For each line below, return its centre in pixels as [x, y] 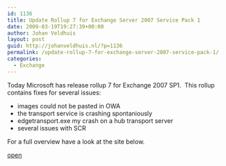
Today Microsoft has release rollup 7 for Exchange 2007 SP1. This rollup [111, 85]
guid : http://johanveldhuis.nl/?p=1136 [65, 46]
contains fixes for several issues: [54, 92]
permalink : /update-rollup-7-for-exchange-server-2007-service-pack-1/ [113, 53]
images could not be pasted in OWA [68, 106]
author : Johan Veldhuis [42, 33]
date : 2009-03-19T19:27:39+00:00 [56, 26]
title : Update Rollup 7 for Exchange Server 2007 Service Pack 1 [104, 20]
